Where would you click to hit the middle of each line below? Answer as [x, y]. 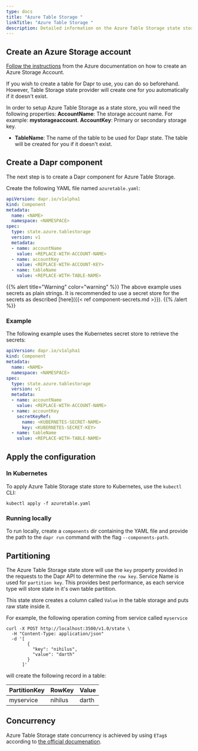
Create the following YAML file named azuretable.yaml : [73, 188]
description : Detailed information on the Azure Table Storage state [93, 28]
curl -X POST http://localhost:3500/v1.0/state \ [68, 628]
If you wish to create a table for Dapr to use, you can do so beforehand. [93, 84]
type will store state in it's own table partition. [61, 588]
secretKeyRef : [34, 416]
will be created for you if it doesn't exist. [63, 144]
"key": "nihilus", [55, 649]
